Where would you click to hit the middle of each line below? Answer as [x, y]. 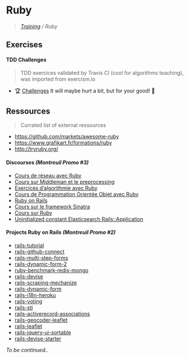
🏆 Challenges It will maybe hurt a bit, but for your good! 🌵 [85, 91]
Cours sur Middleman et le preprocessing [65, 181]
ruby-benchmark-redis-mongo [51, 270]
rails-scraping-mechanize [46, 283]
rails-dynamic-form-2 [41, 264]
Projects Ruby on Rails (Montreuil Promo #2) [61, 232]
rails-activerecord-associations [52, 314]
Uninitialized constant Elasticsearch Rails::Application [79, 219]
